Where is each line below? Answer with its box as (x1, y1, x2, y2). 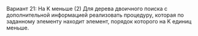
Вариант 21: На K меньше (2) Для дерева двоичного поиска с (6, 5, 168, 12)
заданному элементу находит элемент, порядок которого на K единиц (6, 18, 192, 25)
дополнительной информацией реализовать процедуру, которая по (6, 11, 185, 19)
